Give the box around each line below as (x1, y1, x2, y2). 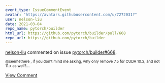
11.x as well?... (5, 63, 30, 68)
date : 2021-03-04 (5, 21, 42, 27)
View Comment (5, 72, 38, 78)
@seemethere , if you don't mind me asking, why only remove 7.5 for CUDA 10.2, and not (5, 59, 160, 64)
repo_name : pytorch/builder (5, 26, 65, 31)
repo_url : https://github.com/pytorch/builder (5, 36, 106, 41)
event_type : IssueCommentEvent (5, 7, 72, 13)
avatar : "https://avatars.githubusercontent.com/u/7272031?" (5, 12, 138, 17)
